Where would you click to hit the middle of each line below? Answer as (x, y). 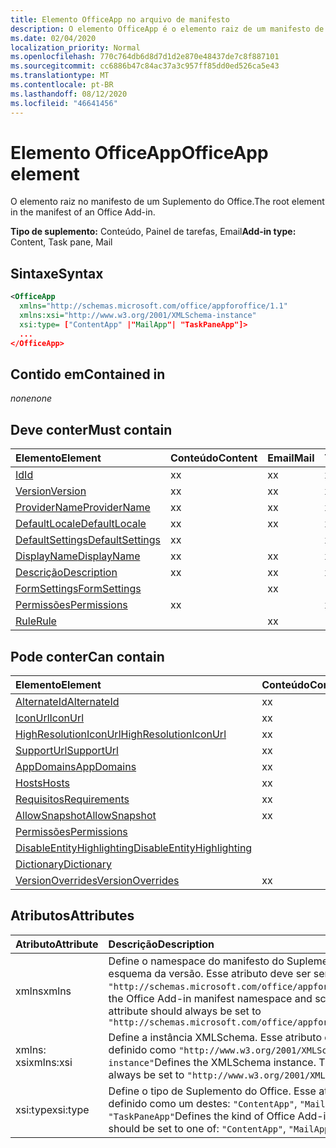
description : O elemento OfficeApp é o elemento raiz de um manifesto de (167, 29)
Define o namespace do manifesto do (196, 961)
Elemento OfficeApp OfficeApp (139, 152)
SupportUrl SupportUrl (67, 750)
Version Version (51, 491)
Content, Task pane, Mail (61, 242)
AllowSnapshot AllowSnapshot (86, 815)
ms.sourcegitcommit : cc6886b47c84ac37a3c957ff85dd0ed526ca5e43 (145, 66)
